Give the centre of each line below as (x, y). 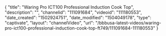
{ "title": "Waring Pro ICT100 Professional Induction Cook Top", (69, 7)
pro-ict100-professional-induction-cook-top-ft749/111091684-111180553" (80, 28)
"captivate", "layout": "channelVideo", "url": (50, 23)
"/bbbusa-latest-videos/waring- (128, 23)
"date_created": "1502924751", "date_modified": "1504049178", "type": (78, 18)
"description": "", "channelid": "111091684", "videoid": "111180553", (73, 12)
